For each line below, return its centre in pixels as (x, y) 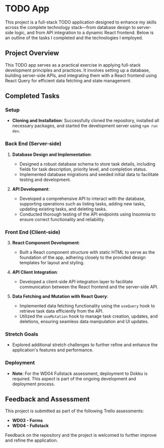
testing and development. (45, 179)
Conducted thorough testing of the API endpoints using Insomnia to (87, 214)
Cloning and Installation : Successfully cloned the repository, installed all (85, 121)
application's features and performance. (53, 350)
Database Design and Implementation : (52, 154)
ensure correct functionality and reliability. (62, 219)
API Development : (31, 189)
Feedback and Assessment (47, 399)
